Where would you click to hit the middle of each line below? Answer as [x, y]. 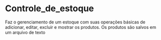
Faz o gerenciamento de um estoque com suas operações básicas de [75, 22]
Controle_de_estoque [49, 9]
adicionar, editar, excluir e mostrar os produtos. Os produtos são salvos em [81, 27]
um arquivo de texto [25, 32]
